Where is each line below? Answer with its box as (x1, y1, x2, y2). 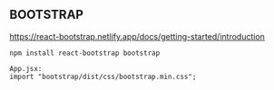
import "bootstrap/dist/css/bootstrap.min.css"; (9, 72, 197, 81)
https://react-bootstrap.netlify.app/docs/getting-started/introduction (9, 31, 266, 41)
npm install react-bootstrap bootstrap (9, 49, 161, 58)
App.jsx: (9, 64, 43, 73)
